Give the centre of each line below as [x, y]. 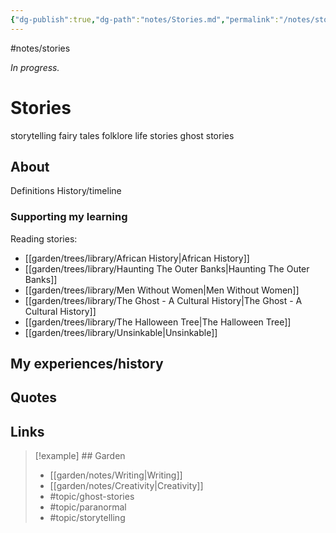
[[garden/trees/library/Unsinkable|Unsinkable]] [121, 332]
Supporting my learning [69, 217]
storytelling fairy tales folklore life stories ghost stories [122, 135]
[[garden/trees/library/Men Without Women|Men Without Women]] [162, 290]
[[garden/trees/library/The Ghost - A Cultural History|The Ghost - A [163, 300]
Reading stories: [44, 238]
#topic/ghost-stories [92, 497]
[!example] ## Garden [80, 456]
